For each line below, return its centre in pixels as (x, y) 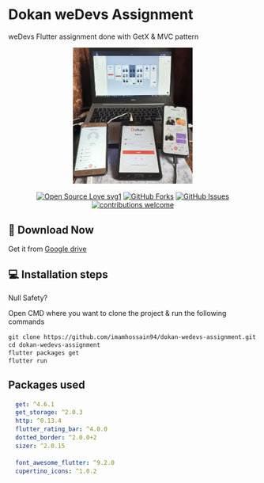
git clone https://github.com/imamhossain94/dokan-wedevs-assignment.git (132, 337)
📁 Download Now (51, 230)
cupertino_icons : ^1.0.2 (56, 471)
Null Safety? (28, 298)
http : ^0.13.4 (38, 421)
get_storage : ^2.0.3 (49, 413)
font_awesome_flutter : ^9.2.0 (65, 462)
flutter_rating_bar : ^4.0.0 (62, 429)
